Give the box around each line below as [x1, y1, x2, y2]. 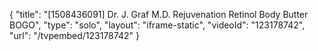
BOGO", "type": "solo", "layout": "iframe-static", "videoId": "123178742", [9, 19, 306, 31]
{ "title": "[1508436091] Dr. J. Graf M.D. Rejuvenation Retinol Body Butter [9, 9, 309, 20]
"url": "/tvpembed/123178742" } [9, 30, 140, 41]
